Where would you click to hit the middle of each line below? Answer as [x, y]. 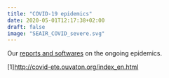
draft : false [26, 27]
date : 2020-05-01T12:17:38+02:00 [56, 20]
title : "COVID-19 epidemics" [50, 14]
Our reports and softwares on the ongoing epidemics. [85, 53]
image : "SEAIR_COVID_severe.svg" [56, 33]
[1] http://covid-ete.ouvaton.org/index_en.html [73, 67]
